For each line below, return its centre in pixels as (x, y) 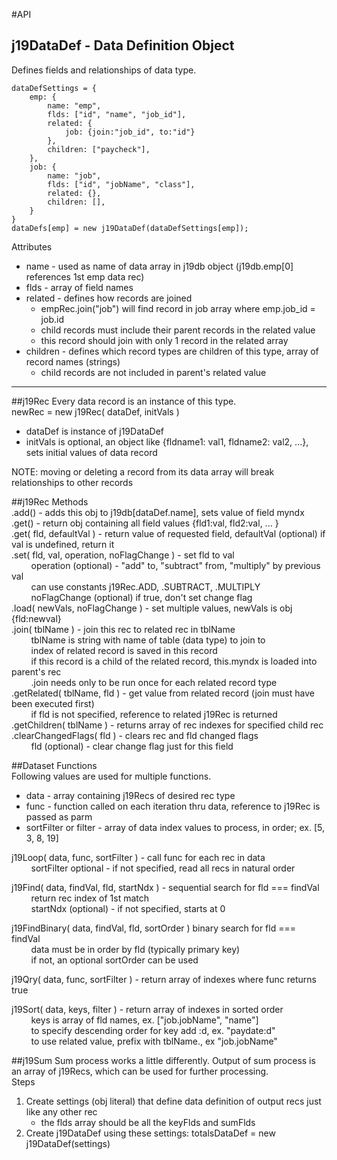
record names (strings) (73, 361)
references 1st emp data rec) (85, 276)
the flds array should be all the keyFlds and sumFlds (148, 1122)
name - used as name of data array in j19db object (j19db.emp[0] (159, 266)
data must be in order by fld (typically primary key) (135, 949)
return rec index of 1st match (90, 898)
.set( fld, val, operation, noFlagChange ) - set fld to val (123, 555)
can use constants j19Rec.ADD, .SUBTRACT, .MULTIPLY (145, 586)
